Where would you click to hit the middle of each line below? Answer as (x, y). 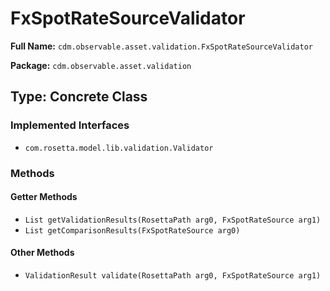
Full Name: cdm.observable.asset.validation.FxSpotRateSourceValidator (161, 46)
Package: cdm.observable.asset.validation (101, 65)
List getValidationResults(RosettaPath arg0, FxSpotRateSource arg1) (173, 220)
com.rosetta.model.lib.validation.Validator (119, 148)
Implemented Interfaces (70, 125)
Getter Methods (44, 197)
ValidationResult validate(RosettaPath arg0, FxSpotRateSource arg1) (173, 275)
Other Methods (42, 253)
